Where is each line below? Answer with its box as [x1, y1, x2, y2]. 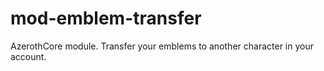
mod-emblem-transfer [10, 7, 202, 30]
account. [10, 50, 47, 62]
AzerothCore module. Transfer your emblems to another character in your [10, 40, 314, 52]
